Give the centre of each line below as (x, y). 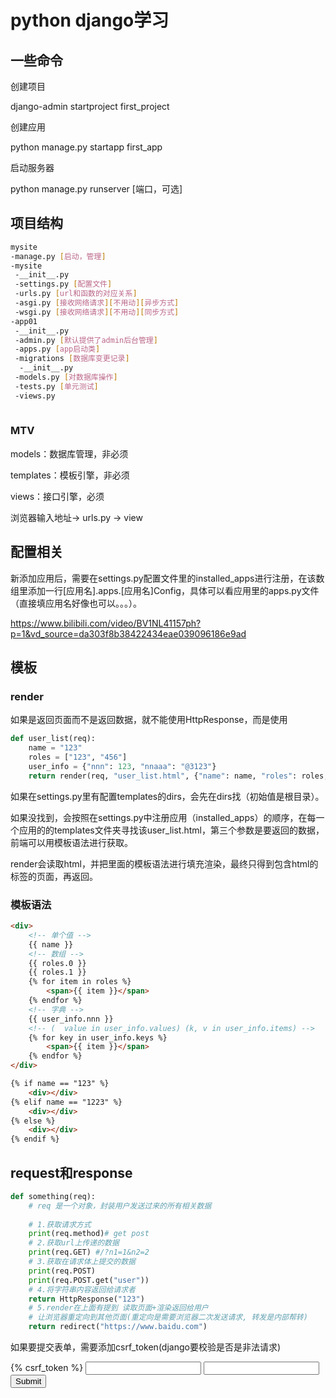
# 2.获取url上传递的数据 (74, 1243)
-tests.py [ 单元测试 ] (56, 386)
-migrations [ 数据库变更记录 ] (72, 359)
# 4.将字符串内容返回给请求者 (82, 1289)
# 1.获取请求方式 (60, 1224)
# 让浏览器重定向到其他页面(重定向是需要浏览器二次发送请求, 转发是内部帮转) (168, 1317)
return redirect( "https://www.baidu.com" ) (118, 1327)
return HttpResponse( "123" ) (86, 1299)
